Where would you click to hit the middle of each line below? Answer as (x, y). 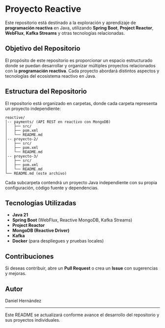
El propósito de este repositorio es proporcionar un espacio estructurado (79, 60)
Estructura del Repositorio (46, 92)
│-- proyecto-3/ (22, 156)
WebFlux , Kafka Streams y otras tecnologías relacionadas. (65, 33)
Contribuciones (29, 256)
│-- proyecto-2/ (22, 139)
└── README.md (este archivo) (36, 173)
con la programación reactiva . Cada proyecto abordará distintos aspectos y (82, 71)
